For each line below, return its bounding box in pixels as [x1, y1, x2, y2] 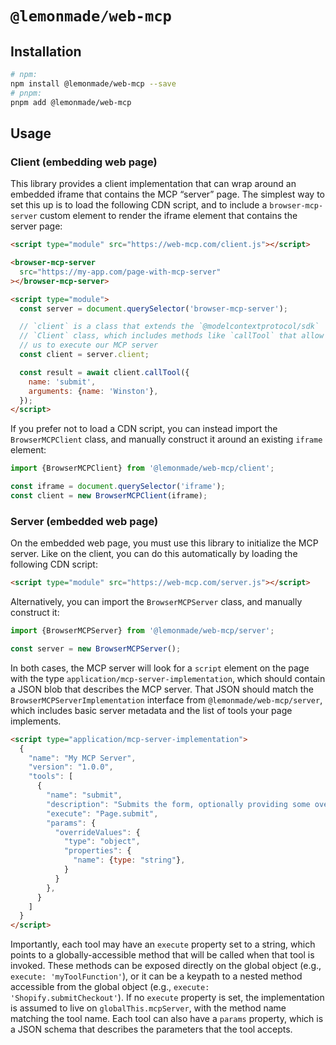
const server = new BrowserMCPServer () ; [10, 643, 182, 654]
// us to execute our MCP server [19, 340, 159, 351]
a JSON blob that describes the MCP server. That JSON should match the [10, 683, 314, 695]
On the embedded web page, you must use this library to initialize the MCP [10, 537, 319, 549]
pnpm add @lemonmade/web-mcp [10, 97, 132, 107]
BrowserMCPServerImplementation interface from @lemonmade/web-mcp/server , [10, 693, 323, 706]
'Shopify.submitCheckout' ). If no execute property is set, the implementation [10, 992, 325, 1004]
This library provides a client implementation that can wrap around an [10, 178, 297, 190]
